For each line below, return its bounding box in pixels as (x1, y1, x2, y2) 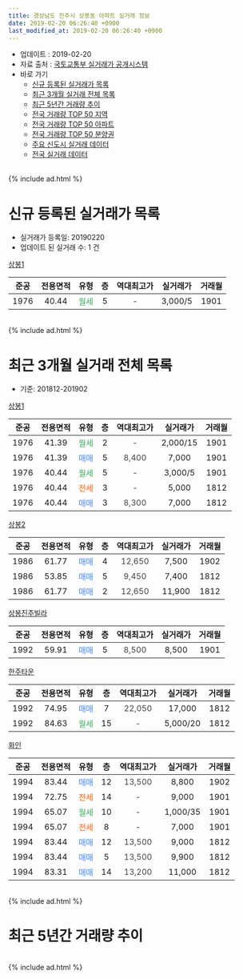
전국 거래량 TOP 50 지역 (31, 110, 108, 119)
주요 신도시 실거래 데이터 (31, 139, 110, 149)
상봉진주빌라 (8, 608, 48, 618)
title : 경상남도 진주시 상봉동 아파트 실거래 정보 (8, 11, 150, 20)
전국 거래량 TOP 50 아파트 (31, 119, 114, 129)
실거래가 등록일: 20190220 (19, 233, 106, 243)
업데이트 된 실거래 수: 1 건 (19, 243, 100, 252)
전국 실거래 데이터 (31, 150, 88, 159)
